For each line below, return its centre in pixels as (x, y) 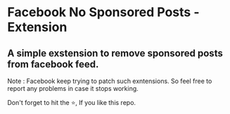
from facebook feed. (53, 64)
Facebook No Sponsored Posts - (103, 12)
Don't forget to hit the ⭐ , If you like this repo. (71, 102)
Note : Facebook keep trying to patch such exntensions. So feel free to (110, 81)
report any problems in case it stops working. (73, 88)
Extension (37, 27)
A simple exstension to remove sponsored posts (115, 53)
